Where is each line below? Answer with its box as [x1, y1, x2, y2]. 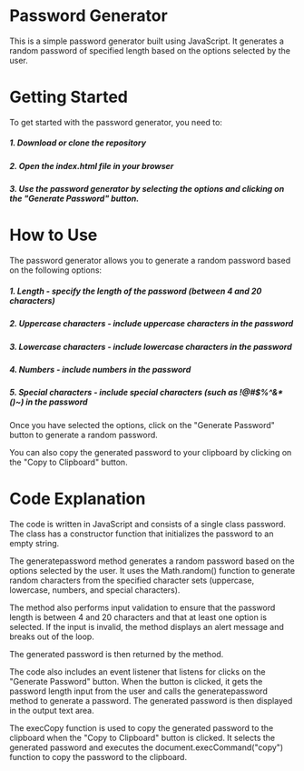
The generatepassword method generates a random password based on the [9, 556, 295, 566]
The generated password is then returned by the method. [9, 648, 224, 659]
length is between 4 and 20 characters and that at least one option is [9, 611, 268, 623]
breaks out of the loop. [9, 631, 95, 642]
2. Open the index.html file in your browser [9, 160, 174, 171]
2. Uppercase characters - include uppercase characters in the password [9, 318, 294, 329]
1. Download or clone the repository [9, 137, 147, 148]
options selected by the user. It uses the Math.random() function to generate [9, 565, 296, 576]
